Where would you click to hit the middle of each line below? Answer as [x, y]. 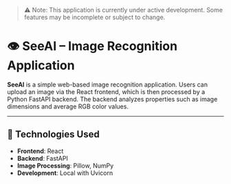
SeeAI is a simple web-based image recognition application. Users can [108, 84]
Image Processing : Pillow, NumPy [65, 165]
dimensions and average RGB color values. [68, 106]
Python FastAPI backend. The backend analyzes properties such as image [112, 99]
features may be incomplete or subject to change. [95, 17]
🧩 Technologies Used [53, 134]
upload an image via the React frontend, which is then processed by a [106, 91]
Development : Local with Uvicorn [65, 173]
